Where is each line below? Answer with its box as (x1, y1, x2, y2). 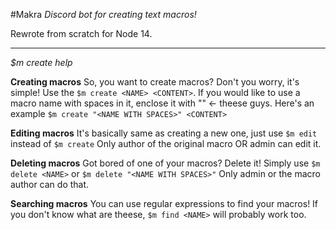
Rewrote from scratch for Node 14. (10, 28, 153, 39)
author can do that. (10, 179, 90, 190)
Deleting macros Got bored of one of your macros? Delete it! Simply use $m (10, 157, 321, 169)
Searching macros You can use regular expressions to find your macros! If (10, 198, 319, 209)
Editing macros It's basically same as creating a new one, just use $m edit (10, 127, 318, 139)
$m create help (10, 57, 73, 68)
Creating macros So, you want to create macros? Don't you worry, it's (10, 76, 300, 88)
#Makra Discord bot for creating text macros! (10, 9, 197, 20)
